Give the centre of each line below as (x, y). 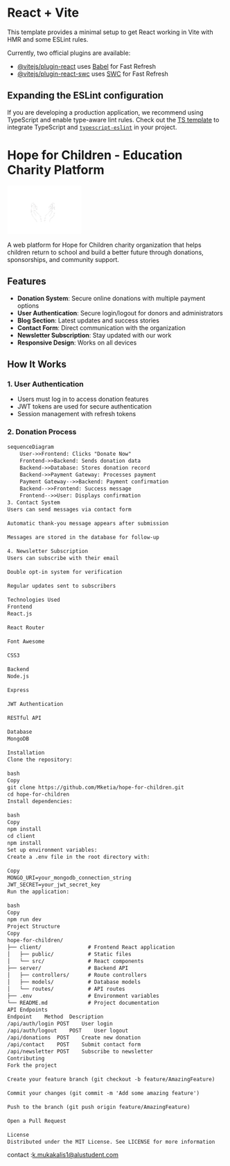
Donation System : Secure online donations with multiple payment (111, 298)
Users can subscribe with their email (63, 558)
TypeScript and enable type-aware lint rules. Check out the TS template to (113, 120)
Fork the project (32, 1066)
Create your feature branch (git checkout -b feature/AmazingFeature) (111, 1079)
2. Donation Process (42, 432)
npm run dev (24, 920)
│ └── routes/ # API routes (67, 989)
